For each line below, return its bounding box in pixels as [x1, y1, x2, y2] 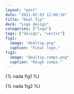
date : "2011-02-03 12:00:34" [5, 12, 67, 17]
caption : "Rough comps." [10, 59, 63, 65]
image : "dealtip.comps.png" [10, 54, 70, 60]
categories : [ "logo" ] [5, 26, 52, 32]
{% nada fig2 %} [5, 83, 41, 89]
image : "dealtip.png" [10, 41, 56, 46]
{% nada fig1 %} [5, 73, 40, 79]
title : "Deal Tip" [5, 17, 44, 22]
